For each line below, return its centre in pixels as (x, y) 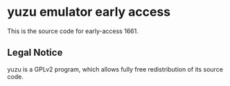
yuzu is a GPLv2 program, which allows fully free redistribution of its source (115, 69)
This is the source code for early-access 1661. (73, 31)
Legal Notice (35, 53)
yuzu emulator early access (89, 12)
